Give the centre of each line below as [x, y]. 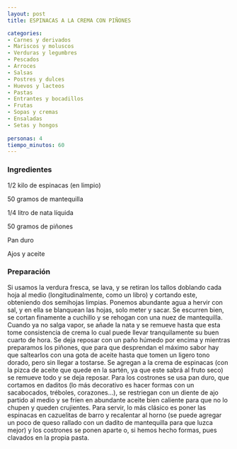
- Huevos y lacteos [36, 86]
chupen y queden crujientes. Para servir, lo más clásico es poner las [107, 407]
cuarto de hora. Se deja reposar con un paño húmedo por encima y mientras [119, 339]
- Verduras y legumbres [42, 53]
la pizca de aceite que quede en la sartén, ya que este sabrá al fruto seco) [116, 370]
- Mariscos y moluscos [41, 47]
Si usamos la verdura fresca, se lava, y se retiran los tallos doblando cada [114, 287]
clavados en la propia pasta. [48, 437]
